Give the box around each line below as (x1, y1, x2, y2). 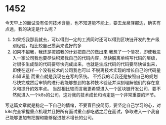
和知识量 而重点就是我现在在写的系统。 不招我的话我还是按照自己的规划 (12, 73, 158, 79)
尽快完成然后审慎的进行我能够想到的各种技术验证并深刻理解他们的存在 (12, 79, 156, 85)
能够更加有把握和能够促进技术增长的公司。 (9, 114, 96, 121)
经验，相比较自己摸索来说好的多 (16, 42, 82, 48)
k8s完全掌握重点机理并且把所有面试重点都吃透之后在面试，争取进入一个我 (5, 108, 156, 114)
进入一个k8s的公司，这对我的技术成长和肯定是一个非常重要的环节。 (21, 92, 159, 97)
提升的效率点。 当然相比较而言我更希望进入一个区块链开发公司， (21, 86, 152, 92)
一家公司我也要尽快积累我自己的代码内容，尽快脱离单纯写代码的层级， (16, 55, 160, 61)
